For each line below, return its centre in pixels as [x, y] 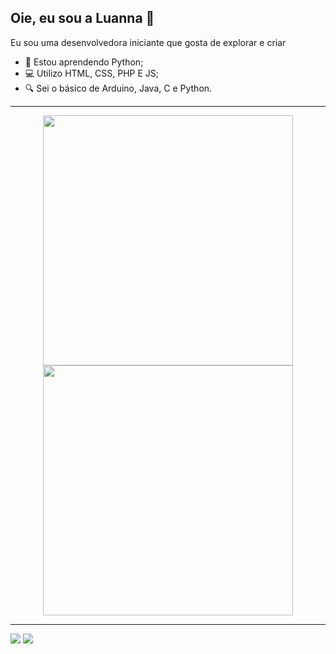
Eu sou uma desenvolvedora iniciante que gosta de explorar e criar [148, 42]
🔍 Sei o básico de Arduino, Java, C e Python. [118, 88]
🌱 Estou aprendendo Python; [84, 62]
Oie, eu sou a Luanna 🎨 [82, 18]
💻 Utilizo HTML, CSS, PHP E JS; [92, 73]
